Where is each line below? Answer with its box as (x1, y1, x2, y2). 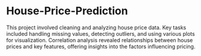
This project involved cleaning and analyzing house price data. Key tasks (6, 24, 187, 31)
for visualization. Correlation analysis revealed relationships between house (6, 36, 193, 43)
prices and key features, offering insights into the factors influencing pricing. (6, 43, 196, 50)
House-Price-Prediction (6, 4, 128, 18)
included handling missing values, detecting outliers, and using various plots (6, 30, 195, 37)
